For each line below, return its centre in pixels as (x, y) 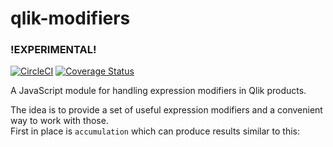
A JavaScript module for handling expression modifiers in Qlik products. (158, 91)
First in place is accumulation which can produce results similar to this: (155, 131)
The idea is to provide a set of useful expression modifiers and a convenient (166, 110)
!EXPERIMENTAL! (53, 50)
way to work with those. (59, 121)
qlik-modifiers (70, 18)
